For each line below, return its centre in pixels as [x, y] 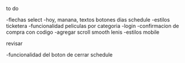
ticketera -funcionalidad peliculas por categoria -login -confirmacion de [93, 26]
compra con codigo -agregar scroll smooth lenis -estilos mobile [83, 32]
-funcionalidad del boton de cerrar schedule [59, 55]
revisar [14, 43]
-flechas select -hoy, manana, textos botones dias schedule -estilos [88, 20]
